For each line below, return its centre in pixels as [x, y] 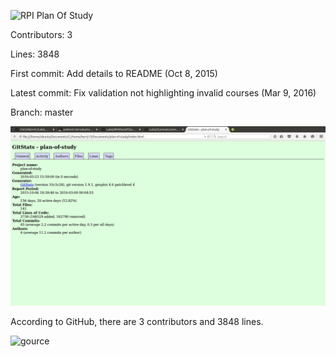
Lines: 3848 [35, 54]
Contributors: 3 [41, 34]
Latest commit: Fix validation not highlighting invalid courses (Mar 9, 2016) [163, 93]
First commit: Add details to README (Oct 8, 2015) [114, 73]
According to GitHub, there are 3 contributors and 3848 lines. [137, 322]
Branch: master [42, 112]
